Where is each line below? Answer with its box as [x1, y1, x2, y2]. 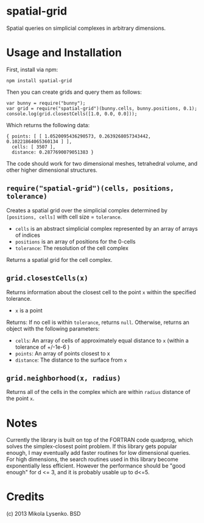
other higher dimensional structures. [6, 166, 97, 174]
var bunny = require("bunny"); [6, 100, 86, 106]
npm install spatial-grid [6, 77, 72, 83]
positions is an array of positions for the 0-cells [15, 237, 136, 245]
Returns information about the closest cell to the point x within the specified [6, 288, 196, 296]
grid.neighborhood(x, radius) [6, 373, 121, 382]
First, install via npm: [6, 66, 58, 73]
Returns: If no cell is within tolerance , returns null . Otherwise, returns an [6, 318, 190, 326]
